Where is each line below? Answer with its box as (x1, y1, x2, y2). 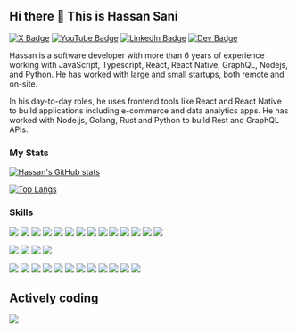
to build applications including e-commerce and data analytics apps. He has (9, 104, 289, 116)
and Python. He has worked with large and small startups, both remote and (9, 69, 285, 79)
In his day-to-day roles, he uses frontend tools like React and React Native (9, 96, 283, 106)
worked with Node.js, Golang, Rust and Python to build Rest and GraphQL (9, 114, 279, 125)
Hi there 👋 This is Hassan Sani (9, 9, 178, 24)
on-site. (9, 78, 38, 89)
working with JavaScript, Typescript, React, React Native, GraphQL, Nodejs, (9, 59, 288, 70)
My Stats (9, 146, 49, 159)
